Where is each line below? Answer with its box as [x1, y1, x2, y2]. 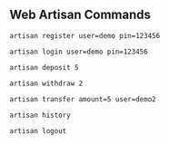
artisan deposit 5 [9, 63, 79, 72]
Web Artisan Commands [9, 7, 152, 23]
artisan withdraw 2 [9, 79, 84, 88]
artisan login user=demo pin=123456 [9, 47, 148, 56]
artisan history [9, 111, 71, 120]
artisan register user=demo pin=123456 [9, 31, 161, 40]
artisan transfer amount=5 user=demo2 [9, 94, 156, 103]
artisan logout [9, 126, 67, 135]
